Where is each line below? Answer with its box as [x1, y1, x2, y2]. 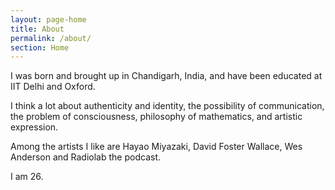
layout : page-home [10, 14, 87, 25]
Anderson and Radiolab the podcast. [10, 151, 161, 163]
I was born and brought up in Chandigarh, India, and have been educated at [10, 70, 323, 82]
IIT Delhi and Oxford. [10, 81, 96, 93]
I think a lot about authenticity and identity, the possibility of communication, [10, 100, 325, 112]
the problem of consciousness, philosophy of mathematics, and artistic [10, 111, 303, 123]
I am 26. [10, 171, 44, 183]
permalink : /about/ [10, 33, 92, 43]
